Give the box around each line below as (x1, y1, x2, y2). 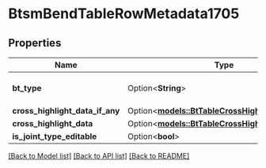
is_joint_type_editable (12, 131, 97, 142)
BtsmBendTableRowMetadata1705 (8, 5, 240, 23)
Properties (8, 36, 62, 50)
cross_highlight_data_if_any (12, 106, 120, 116)
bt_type (12, 83, 42, 93)
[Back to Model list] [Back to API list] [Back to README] (8, 151, 190, 160)
